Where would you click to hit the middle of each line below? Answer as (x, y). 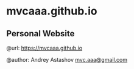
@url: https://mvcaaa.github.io (44, 48)
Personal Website (41, 34)
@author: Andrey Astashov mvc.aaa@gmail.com (67, 60)
